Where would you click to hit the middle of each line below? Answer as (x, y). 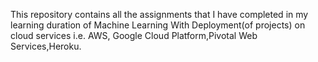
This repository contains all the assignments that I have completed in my (159, 14)
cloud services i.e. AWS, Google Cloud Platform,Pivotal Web (134, 35)
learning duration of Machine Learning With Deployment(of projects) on (158, 25)
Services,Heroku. (46, 46)
